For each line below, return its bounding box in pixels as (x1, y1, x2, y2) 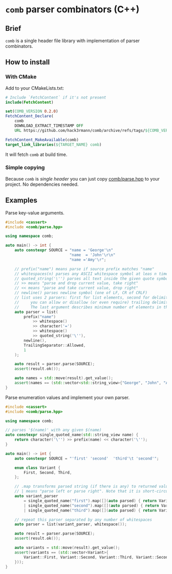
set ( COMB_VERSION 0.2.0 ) (5, 109, 58, 114)
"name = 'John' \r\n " (69, 252, 116, 258)
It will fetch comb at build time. (5, 151, 68, 157)
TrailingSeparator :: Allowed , (24, 343, 86, 348)
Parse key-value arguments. (5, 209, 65, 216)
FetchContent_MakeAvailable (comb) (5, 137, 79, 142)
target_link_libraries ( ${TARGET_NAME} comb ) (5, 142, 102, 147)
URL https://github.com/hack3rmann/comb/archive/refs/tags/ (14, 128, 145, 133)
